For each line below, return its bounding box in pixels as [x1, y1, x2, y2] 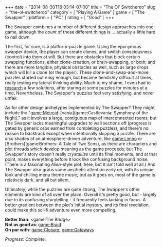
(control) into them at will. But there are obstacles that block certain [5, 54, 140, 60]
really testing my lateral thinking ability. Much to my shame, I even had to [5, 80, 151, 86]
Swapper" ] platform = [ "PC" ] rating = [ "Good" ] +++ [5, 15, 114, 20]
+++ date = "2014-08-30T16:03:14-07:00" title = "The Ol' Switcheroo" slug [5, 4, 156, 10]
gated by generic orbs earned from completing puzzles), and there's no [5, 125, 149, 131]
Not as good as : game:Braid [5, 222, 62, 228]
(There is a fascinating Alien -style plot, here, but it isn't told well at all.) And [5, 161, 156, 167]
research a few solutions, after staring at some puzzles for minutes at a [5, 85, 147, 90]
